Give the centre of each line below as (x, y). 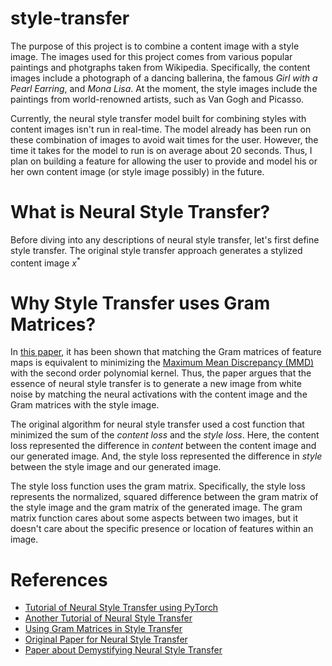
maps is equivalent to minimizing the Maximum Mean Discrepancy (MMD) (162, 363)
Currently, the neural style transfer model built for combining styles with (158, 118)
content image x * (45, 262)
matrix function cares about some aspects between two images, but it (154, 518)
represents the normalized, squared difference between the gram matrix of (164, 497)
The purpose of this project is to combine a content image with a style (155, 46)
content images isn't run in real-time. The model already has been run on (161, 129)
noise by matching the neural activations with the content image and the (159, 394)
